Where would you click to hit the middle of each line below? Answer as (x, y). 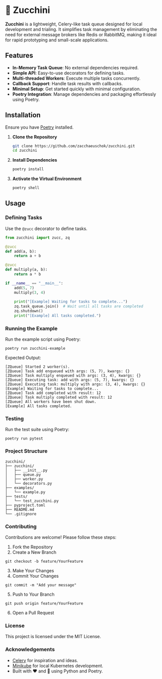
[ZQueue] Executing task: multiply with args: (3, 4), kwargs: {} (75, 384)
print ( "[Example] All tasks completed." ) (57, 316)
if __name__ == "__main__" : (34, 283)
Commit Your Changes (35, 576)
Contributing (21, 526)
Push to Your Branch (33, 594)
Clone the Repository (35, 137)
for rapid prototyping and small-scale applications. (57, 40)
